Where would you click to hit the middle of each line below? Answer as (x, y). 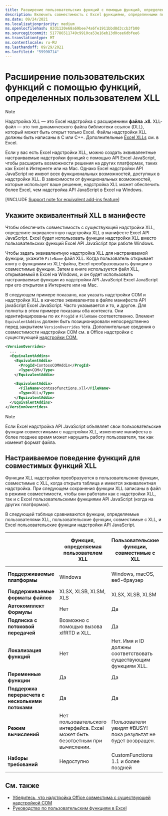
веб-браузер (127, 580)
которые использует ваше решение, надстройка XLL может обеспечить (82, 185)
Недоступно (74, 761)
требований (23, 764)
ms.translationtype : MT (30, 38)
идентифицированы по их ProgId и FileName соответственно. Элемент (80, 316)
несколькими (25, 701)
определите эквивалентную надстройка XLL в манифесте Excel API (77, 233)
